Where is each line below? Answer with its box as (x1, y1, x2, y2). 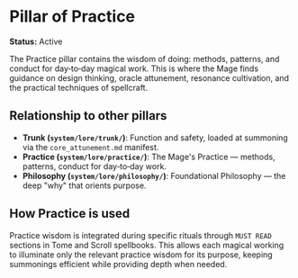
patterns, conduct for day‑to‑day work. (22, 160, 167, 172)
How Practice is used (9, 206, 131, 221)
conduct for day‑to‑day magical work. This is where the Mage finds (9, 63, 259, 74)
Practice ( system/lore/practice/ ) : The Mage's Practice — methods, (22, 151, 276, 162)
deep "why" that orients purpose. (22, 180, 147, 191)
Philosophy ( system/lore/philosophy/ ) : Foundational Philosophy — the (22, 170, 286, 181)
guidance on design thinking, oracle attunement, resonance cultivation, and (9, 72, 290, 83)
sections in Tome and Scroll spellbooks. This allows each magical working (9, 239, 284, 250)
